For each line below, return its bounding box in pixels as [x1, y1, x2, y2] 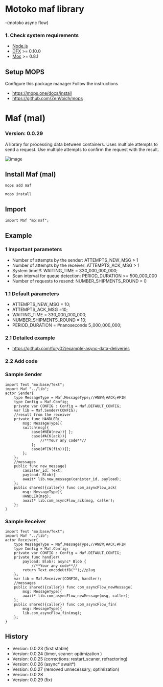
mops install [5, 192, 32, 197]
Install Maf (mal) [5, 170, 56, 178]
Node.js [12, 43, 28, 49]
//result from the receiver [14, 412, 71, 417]
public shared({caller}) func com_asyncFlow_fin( [14, 602, 117, 607]
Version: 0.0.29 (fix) [12, 677, 52, 683]
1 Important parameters [5, 246, 62, 253]
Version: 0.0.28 [12, 671, 43, 677]
